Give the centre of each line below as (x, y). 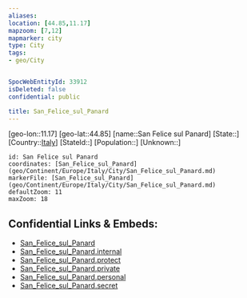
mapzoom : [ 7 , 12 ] (35, 30)
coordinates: (30, 164)
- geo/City (26, 61)
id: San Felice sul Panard (53, 157)
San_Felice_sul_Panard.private (70, 268)
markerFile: (28, 178)
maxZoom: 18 (28, 199)
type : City (26, 46)
